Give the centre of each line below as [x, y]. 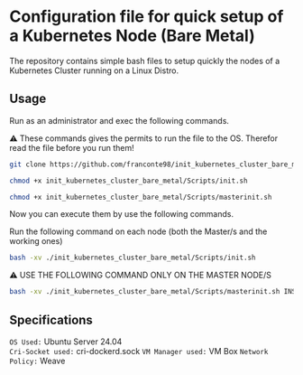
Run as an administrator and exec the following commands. [119, 120]
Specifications [51, 319]
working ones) [36, 241]
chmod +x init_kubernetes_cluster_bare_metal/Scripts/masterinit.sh [141, 197]
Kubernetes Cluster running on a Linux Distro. [94, 70]
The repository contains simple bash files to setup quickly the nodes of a [145, 61]
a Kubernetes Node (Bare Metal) [132, 36]
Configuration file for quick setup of [147, 17]
